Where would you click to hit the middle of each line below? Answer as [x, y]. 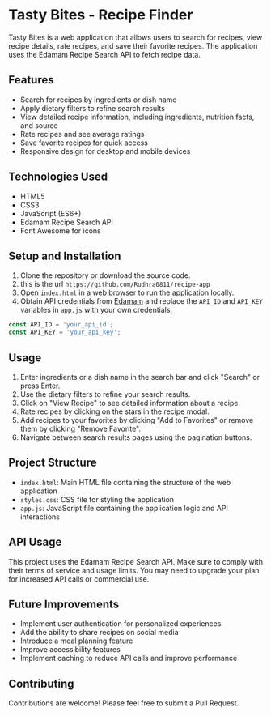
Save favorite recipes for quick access [84, 143]
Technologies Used [58, 177]
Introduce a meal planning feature [76, 641]
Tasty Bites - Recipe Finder [101, 15]
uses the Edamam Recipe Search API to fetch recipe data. [104, 54]
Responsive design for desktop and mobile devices [105, 151]
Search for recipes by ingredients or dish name [98, 100]
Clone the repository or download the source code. [105, 275]
